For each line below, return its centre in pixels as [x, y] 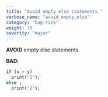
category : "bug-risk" [32, 22]
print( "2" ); [26, 88]
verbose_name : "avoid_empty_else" [48, 17]
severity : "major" [28, 33]
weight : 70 [19, 28]
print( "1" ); [26, 77]
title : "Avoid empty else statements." [55, 11]
